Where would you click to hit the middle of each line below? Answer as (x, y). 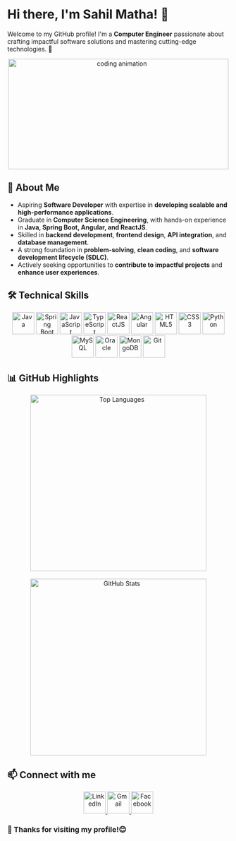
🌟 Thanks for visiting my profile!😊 (67, 830)
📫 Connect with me (52, 775)
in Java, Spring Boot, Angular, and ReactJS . (82, 227)
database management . (53, 242)
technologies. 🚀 (30, 49)
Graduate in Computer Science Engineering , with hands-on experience (122, 220)
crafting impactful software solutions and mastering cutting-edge (102, 41)
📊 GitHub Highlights (53, 378)
